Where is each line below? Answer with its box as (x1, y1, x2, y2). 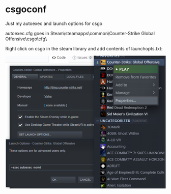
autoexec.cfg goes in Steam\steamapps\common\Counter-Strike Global (5, 30, 155, 36)
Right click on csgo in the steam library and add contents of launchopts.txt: (5, 45, 163, 51)
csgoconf (5, 4, 47, 15)
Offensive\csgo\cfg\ (5, 36, 47, 42)
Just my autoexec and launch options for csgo (5, 20, 103, 26)
